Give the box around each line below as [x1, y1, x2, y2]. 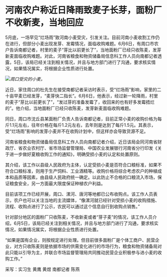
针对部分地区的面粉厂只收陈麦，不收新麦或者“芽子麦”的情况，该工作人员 [5, 214, 153, 220]
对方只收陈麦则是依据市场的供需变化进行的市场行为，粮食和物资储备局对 [13, 243, 162, 249]
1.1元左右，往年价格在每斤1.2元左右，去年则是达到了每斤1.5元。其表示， [9, 122, 156, 128]
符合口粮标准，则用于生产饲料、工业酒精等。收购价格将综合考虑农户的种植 [5, 168, 158, 174]
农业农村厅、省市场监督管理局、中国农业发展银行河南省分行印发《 [22, 145, 158, 151]
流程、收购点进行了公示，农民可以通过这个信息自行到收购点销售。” [5, 203, 140, 209]
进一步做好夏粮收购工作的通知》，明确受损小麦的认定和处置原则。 [9, 151, 143, 157]
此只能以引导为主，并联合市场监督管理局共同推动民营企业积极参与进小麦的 [5, 249, 158, 255]
